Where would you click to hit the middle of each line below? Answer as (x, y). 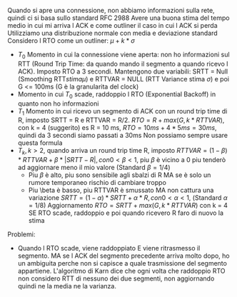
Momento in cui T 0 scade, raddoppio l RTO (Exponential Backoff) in (117, 95)
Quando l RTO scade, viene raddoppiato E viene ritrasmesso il (109, 248)
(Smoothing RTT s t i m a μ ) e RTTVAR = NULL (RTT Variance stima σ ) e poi (123, 79)
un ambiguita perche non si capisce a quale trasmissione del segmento (122, 263)
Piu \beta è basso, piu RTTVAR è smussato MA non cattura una (121, 190)
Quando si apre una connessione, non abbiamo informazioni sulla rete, (111, 10)
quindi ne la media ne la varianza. (67, 286)
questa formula (40, 143)
